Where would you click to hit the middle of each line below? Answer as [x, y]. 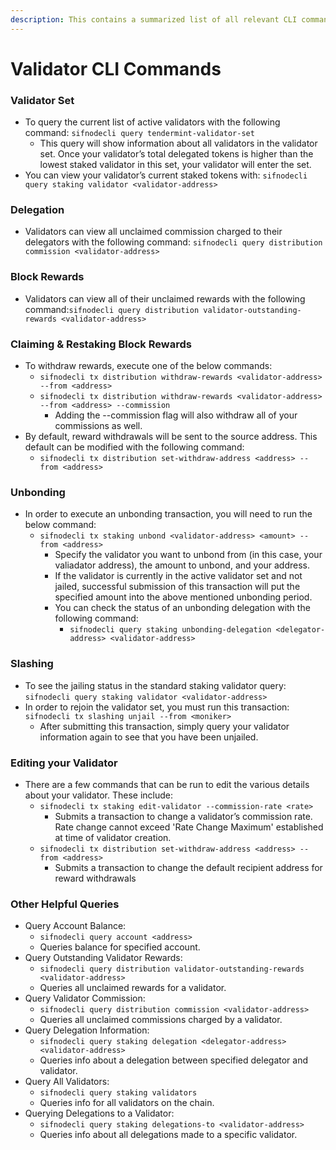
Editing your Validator [64, 763]
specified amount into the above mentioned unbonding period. [183, 597]
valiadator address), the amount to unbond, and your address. [182, 565]
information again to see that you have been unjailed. [149, 737]
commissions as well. [98, 425]
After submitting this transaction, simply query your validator [164, 726]
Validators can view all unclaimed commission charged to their [153, 232]
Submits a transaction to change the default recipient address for [188, 867]
